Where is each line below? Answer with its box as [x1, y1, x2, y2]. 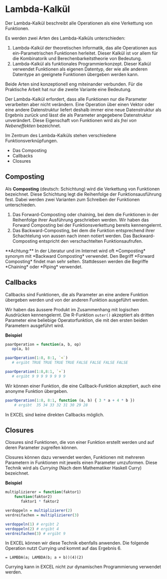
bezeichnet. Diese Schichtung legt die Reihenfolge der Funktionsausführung [5, 191, 162, 197]
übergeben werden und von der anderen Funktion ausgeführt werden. [5, 297, 149, 303]
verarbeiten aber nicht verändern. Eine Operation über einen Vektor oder [5, 101, 155, 107]
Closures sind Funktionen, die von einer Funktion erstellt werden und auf [5, 439, 155, 445]
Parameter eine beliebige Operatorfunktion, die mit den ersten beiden [5, 317, 148, 323]
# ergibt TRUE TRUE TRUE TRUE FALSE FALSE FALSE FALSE [11, 360, 128, 365]
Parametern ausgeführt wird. [5, 322, 65, 328]
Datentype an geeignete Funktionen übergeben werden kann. [12, 71, 139, 77]
